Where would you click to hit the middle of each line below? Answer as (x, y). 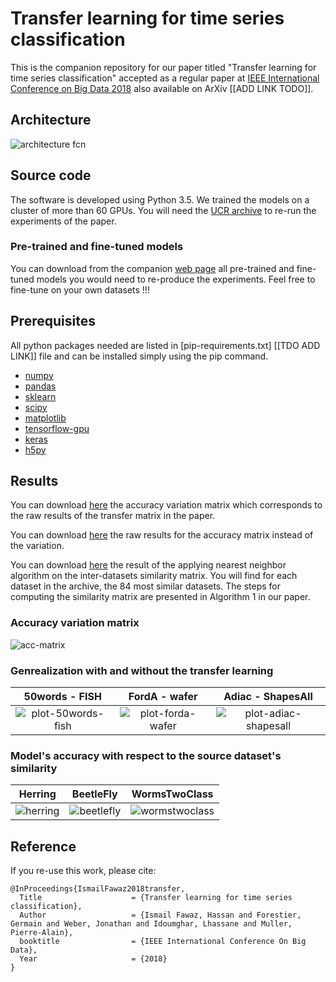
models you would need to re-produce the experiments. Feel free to (176, 279)
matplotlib (45, 418)
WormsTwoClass (172, 794)
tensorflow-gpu (57, 428)
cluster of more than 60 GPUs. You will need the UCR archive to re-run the (163, 210)
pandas (40, 386)
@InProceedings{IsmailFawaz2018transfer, (98, 889)
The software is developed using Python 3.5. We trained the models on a (160, 199)
